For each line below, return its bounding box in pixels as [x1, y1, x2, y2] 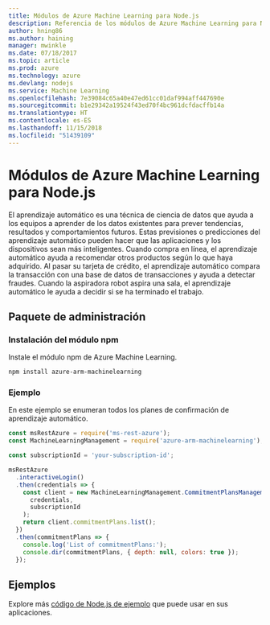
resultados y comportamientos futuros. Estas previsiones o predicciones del [8, 227, 261, 236]
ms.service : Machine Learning [8, 86, 110, 95]
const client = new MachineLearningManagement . [22, 488, 185, 496]
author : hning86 [8, 27, 63, 35]
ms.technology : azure [8, 72, 81, 80]
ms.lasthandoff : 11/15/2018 [8, 124, 103, 132]
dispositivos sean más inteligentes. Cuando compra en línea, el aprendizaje [8, 244, 258, 253]
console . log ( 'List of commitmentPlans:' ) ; [22, 541, 167, 549]
